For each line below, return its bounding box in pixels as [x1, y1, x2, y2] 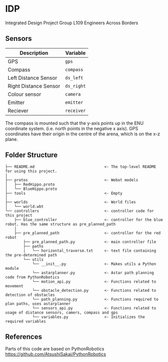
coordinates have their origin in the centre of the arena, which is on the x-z [5, 131, 160, 137]
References [5, 332, 42, 341]
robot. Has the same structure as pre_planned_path [5, 222, 116, 227]
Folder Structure [5, 151, 58, 160]
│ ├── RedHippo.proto [5, 182, 55, 187]
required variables [5, 319, 46, 324]
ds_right [65, 83, 86, 89]
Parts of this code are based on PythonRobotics [5, 346, 105, 352]
